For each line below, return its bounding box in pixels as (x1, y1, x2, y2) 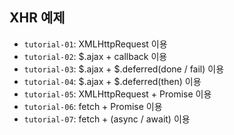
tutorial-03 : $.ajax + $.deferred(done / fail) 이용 (23, 63, 225, 75)
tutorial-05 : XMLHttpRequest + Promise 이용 (23, 88, 212, 100)
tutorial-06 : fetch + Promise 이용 (23, 100, 163, 112)
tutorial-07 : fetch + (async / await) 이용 (23, 113, 191, 125)
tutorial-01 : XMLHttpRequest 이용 (23, 38, 168, 50)
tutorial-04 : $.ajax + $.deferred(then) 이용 (23, 75, 202, 87)
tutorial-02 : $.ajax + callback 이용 (23, 50, 168, 62)
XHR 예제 (9, 9, 66, 27)
